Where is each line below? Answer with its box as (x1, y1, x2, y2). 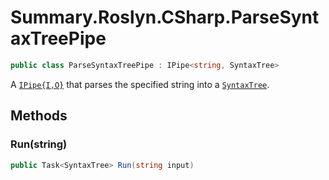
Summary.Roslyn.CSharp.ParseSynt (10, 6, 320, 29)
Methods (10, 107, 68, 125)
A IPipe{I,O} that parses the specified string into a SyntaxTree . (10, 78, 270, 90)
